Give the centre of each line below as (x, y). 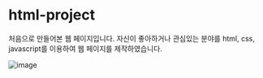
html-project (52, 15)
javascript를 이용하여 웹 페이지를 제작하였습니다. (85, 48)
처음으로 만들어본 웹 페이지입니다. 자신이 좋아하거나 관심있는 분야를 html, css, (132, 38)
